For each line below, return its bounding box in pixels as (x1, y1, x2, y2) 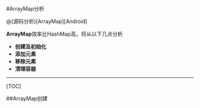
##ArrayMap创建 (6, 95, 48, 102)
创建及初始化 (14, 43, 46, 50)
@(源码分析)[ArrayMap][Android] (6, 18, 87, 25)
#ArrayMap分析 (6, 5, 45, 12)
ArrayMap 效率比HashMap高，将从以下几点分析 (6, 30, 123, 37)
